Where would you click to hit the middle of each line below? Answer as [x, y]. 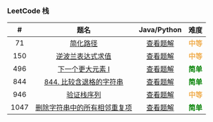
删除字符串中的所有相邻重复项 [84, 108]
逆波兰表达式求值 [84, 56]
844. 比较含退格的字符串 [84, 82]
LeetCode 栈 [28, 10]
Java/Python [160, 30]
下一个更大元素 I [84, 69]
